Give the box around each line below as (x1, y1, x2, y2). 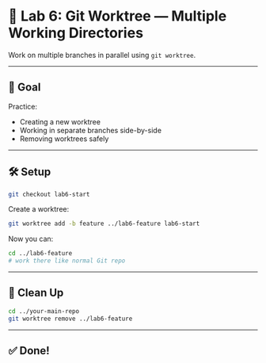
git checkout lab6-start (8, 190, 90, 198)
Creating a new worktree (19, 117, 101, 126)
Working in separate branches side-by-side (19, 125, 162, 135)
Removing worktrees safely (19, 134, 109, 143)
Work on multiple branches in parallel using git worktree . (8, 50, 196, 59)
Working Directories (8, 24, 144, 42)
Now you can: (8, 234, 54, 244)
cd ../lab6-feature (8, 250, 73, 258)
